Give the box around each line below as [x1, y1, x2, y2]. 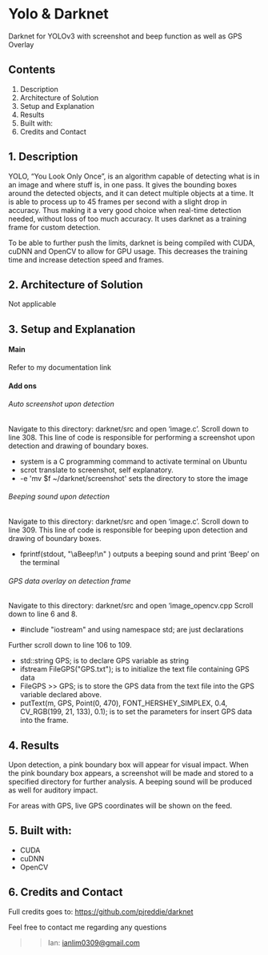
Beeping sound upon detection [8, 492, 110, 501]
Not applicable [8, 299, 57, 309]
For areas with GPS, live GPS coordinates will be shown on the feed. [8, 801, 233, 810]
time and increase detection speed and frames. [8, 255, 164, 264]
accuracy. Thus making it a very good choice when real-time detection [8, 205, 242, 215]
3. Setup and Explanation [8, 322, 136, 336]
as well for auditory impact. [8, 785, 98, 795]
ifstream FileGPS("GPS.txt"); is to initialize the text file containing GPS [19, 664, 250, 674]
